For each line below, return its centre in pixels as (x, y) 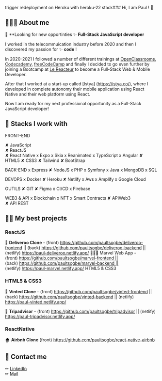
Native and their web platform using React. (48, 94)
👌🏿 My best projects (36, 218)
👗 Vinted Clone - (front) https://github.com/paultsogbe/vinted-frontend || (79, 291)
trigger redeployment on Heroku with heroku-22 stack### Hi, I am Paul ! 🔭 (79, 8)
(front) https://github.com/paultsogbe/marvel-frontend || (62, 258)
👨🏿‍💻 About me (27, 23)
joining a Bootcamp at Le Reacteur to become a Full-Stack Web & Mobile (78, 69)
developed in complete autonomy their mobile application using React (75, 89)
